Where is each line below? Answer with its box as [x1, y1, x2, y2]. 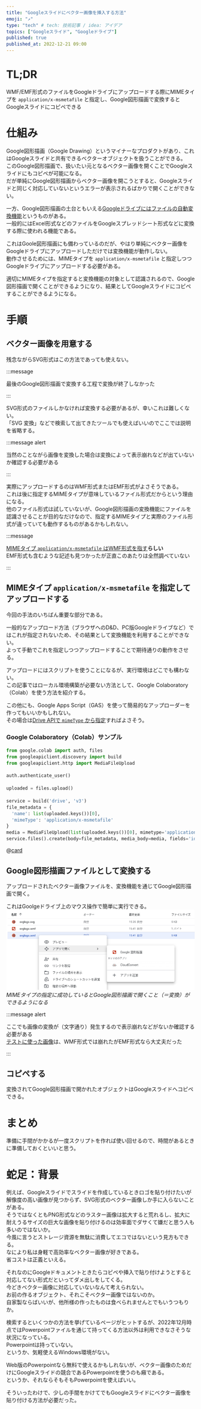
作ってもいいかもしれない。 [6, 709, 74, 716]
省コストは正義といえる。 [6, 1256, 69, 1263]
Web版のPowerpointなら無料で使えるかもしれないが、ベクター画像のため [6, 1361, 187, 1369]
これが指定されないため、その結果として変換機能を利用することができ [11, 631, 184, 638]
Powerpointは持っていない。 [6, 1341, 77, 1349]
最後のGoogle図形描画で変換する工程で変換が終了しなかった [6, 380, 156, 387]
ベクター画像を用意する [6, 338, 93, 349]
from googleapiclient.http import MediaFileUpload [6, 760, 135, 766]
